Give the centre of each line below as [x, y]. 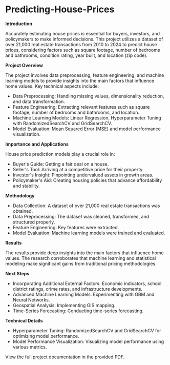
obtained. [23, 211]
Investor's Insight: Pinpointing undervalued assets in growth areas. [83, 175]
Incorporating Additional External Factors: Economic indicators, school [87, 283]
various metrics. [30, 347]
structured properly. [34, 222]
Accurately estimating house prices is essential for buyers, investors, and [83, 33]
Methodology [20, 195]
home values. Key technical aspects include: [52, 86]
